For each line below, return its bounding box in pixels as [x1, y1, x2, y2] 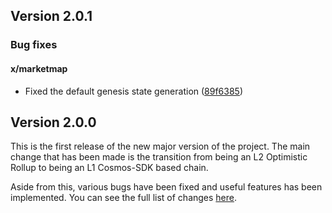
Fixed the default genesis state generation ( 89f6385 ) [24, 85, 244, 97]
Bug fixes [10, 38, 58, 52]
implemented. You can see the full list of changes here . [10, 192, 238, 204]
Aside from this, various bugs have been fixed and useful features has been [10, 181, 323, 193]
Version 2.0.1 [10, 8, 93, 25]
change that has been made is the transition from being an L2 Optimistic [10, 151, 308, 163]
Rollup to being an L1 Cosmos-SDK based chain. [10, 162, 209, 174]
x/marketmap [10, 62, 68, 74]
